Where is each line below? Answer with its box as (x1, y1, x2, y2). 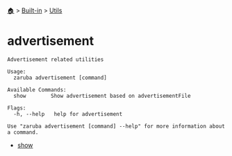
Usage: (7, 68, 26, 75)
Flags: (7, 104, 26, 112)
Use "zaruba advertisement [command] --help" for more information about (7, 123, 226, 130)
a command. (7, 128, 39, 136)
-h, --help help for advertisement (13, 110, 123, 117)
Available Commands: (7, 86, 67, 93)
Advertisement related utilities (7, 55, 104, 63)
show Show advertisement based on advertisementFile (13, 92, 191, 99)
